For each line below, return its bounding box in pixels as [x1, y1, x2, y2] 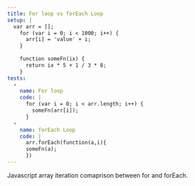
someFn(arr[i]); [32, 107, 79, 114]
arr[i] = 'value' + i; [25, 36, 91, 43]
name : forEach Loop [19, 126, 76, 133]
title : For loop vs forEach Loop [7, 10, 104, 17]
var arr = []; [13, 23, 54, 30]
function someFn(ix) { [19, 56, 85, 62]
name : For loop [19, 87, 64, 94]
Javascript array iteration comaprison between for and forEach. [7, 171, 188, 179]
